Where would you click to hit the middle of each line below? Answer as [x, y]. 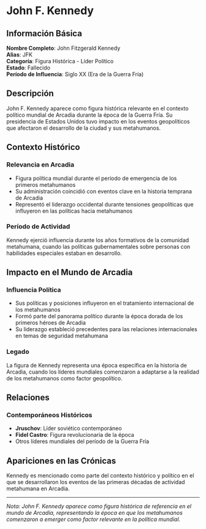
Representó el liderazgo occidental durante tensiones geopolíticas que [105, 204]
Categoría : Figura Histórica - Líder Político [60, 61]
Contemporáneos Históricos [49, 415]
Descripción [30, 94]
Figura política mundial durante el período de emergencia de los [96, 178]
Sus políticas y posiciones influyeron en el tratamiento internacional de [105, 303]
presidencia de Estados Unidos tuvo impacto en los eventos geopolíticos [98, 121]
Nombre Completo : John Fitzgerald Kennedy [63, 48]
